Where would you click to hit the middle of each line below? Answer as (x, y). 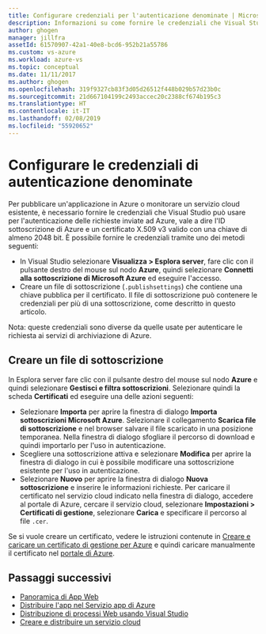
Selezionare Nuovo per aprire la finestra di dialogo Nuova (114, 479)
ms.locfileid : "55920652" (51, 126)
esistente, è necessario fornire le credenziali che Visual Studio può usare (127, 212)
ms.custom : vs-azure (42, 52)
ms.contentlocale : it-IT (49, 112)
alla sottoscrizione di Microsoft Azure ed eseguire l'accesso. (120, 278)
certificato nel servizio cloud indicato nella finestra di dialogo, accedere (136, 495)
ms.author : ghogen (38, 82)
